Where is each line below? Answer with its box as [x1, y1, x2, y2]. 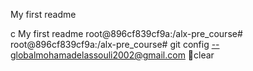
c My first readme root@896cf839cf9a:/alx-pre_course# [10, 28, 243, 39]
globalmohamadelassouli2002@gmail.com [10, 49, 186, 61]
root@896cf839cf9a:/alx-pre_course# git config [10, 39, 210, 50]
